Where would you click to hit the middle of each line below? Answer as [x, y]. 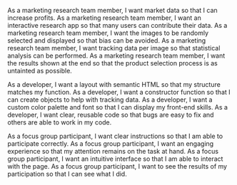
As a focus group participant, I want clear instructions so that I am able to [115, 136]
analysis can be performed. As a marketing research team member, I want [116, 55]
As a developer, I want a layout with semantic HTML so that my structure [114, 84]
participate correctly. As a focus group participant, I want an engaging [111, 144]
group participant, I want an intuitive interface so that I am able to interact [115, 159]
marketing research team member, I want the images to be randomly [108, 33]
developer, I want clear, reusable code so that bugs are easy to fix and [111, 115]
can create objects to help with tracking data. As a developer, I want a [110, 100]
